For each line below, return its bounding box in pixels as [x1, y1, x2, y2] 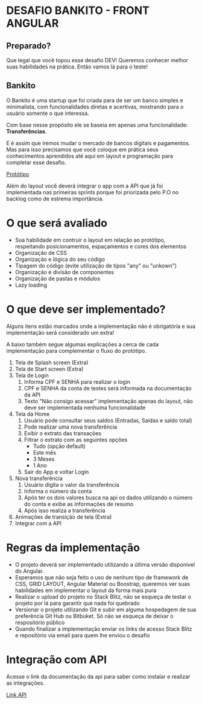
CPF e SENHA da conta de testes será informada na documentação [24, 384, 192, 392]
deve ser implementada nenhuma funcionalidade [24, 404, 146, 411]
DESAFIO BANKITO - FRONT [6, 4, 150, 18]
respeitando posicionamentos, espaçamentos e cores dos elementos [14, 243, 187, 250]
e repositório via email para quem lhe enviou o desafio [14, 631, 150, 639]
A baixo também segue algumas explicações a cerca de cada [6, 340, 159, 348]
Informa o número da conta [24, 487, 92, 495]
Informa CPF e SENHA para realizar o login [24, 378, 131, 385]
